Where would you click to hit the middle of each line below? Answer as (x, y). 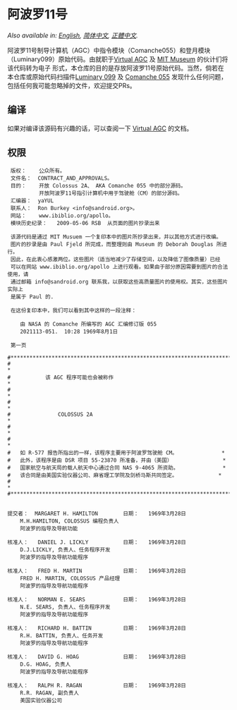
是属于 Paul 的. (32, 297)
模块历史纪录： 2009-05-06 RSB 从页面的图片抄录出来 (85, 223)
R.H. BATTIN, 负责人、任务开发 (62, 635)
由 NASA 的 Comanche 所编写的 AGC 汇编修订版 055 (89, 324)
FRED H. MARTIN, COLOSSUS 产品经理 (70, 578)
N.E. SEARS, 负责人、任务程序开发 (65, 607)
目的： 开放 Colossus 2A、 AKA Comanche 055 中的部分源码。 (98, 185)
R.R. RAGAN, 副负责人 (50, 693)
